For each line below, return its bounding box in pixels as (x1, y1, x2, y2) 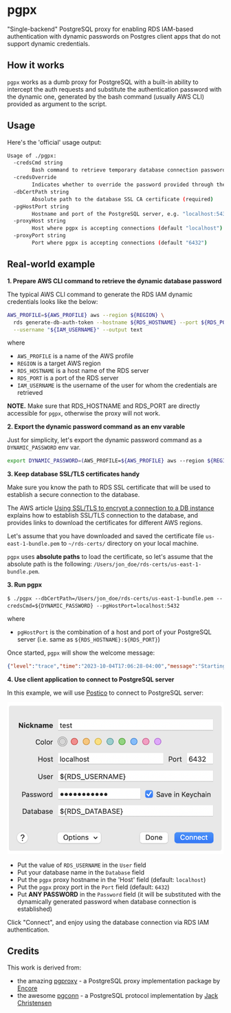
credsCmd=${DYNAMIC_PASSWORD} (7, 602, 94, 610)
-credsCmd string (13, 159, 63, 167)
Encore (16, 984, 38, 992)
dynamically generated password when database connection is (16, 897, 197, 905)
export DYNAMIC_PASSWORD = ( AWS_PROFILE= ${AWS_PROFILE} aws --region (7, 458, 205, 464)
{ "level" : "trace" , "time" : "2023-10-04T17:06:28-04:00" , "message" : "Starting (7, 663, 226, 670)
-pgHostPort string (13, 203, 69, 210)
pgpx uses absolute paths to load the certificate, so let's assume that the (7, 553, 213, 561)
